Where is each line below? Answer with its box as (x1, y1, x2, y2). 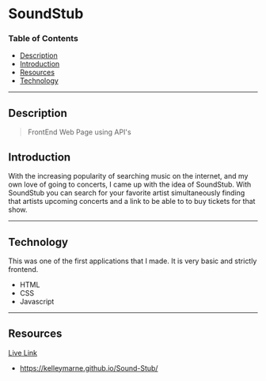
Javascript (19, 296, 55, 306)
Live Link (8, 348, 38, 357)
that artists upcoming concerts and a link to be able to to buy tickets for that (8, 197, 256, 206)
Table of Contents (8, 33, 79, 44)
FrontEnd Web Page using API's (27, 127, 132, 137)
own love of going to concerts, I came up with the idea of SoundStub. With (8, 179, 252, 190)
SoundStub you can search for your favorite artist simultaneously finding (8, 188, 245, 198)
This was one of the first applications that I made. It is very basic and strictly (8, 256, 257, 266)
